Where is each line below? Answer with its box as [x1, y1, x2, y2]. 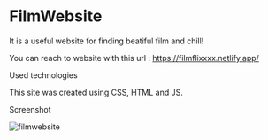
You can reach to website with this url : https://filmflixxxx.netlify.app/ [9, 52, 259, 63]
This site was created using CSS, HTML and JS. [9, 87, 183, 97]
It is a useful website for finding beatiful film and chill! [9, 35, 204, 46]
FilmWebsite [9, 6, 103, 27]
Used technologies [9, 69, 78, 81]
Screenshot [9, 104, 51, 114]
